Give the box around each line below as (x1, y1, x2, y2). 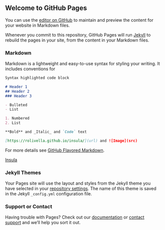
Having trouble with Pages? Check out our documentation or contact (5, 214, 144, 220)
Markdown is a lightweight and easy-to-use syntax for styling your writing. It (5, 61, 160, 67)
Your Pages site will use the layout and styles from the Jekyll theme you (5, 180, 151, 187)
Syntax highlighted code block (5, 76, 69, 80)
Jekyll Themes (5, 169, 41, 176)
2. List (5, 120, 21, 125)
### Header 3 (5, 93, 32, 98)
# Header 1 (5, 84, 28, 89)
